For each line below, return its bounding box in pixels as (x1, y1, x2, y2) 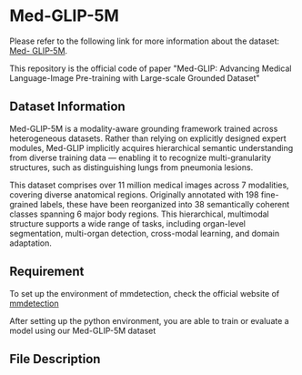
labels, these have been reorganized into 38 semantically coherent (40, 198, 290, 209)
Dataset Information (9, 99, 126, 115)
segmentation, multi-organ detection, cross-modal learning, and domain (9, 228, 280, 238)
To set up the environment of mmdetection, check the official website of (9, 288, 280, 299)
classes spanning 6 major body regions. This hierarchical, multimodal (9, 208, 270, 219)
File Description (9, 351, 101, 367)
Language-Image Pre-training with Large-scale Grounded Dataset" (9, 72, 260, 83)
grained (9, 198, 39, 209)
